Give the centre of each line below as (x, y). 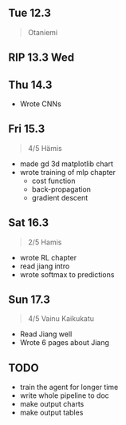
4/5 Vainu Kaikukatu (61, 319)
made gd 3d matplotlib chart (66, 164)
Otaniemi (43, 32)
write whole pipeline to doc (64, 395)
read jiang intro (45, 266)
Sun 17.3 (29, 300)
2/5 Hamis (45, 242)
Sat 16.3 (29, 223)
